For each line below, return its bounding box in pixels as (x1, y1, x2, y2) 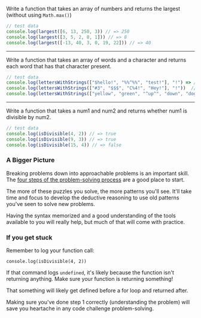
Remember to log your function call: (6, 247, 95, 254)
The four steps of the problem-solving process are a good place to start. (6, 176, 185, 183)
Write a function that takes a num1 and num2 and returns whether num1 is (6, 107, 187, 114)
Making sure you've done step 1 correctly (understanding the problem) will (6, 299, 190, 306)
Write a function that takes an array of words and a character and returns (6, 56, 187, 63)
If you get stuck (6, 233, 53, 241)
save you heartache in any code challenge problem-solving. (6, 305, 154, 312)
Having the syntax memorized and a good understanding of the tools (6, 212, 176, 219)
